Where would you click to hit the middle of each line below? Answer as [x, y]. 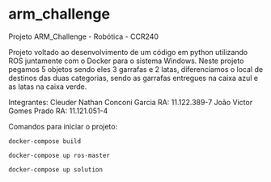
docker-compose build [45, 141]
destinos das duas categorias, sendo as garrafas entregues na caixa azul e [133, 78]
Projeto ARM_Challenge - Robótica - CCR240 [84, 36]
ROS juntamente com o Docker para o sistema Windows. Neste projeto [126, 61]
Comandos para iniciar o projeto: [63, 126]
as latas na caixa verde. [48, 87]
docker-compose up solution [56, 169]
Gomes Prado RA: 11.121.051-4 [58, 111]
